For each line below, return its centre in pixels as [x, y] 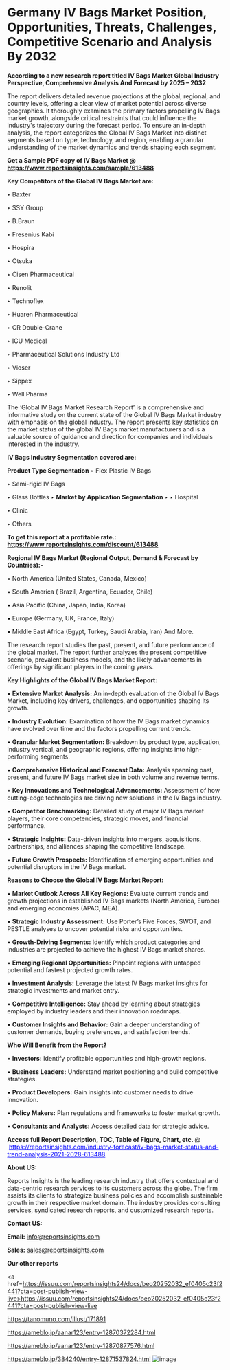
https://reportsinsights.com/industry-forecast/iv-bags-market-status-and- [114, 1147]
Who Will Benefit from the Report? [57, 1045]
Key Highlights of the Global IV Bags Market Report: [82, 680]
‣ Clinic [18, 510]
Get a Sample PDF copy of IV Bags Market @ [71, 160]
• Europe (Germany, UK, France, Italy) [61, 618]
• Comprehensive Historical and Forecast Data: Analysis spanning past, [111, 770]
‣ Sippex [20, 381]
